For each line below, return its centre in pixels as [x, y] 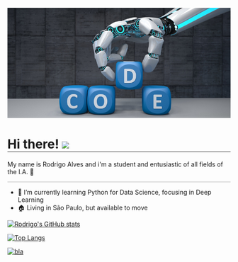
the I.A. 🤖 [21, 171]
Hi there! [33, 144]
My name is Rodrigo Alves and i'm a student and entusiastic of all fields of [115, 164]
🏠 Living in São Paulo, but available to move [83, 207]
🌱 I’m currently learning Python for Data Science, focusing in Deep [114, 192]
